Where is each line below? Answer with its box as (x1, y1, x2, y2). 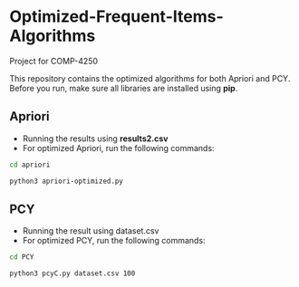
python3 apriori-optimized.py (9, 177, 124, 186)
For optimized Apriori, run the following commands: (22, 142, 215, 153)
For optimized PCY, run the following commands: (22, 235, 206, 246)
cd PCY (9, 253, 34, 262)
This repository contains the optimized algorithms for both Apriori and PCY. (9, 72, 291, 83)
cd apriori (9, 160, 51, 169)
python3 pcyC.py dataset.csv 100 (9, 269, 136, 278)
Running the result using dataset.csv (22, 225, 159, 236)
